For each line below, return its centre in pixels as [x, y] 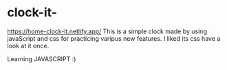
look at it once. [28, 46]
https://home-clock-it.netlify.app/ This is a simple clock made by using [107, 31]
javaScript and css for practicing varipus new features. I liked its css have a [114, 38]
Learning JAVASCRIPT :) [42, 58]
